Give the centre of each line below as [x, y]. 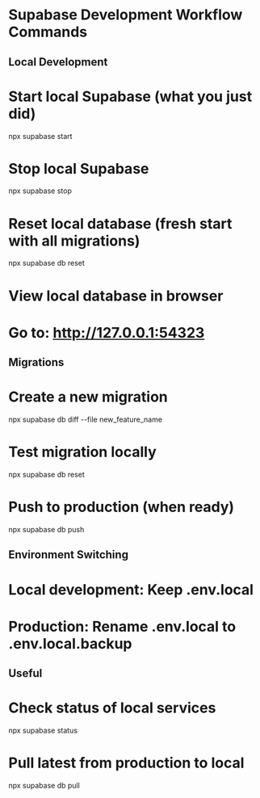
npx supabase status [43, 731]
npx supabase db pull [44, 785]
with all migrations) [74, 241]
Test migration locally [83, 452]
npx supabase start [40, 136]
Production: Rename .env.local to [122, 626]
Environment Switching [69, 555]
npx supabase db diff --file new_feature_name [86, 420]
